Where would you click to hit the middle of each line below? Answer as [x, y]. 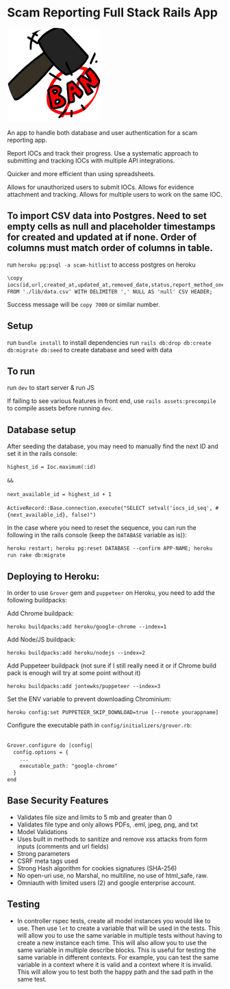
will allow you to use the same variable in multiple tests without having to [119, 935]
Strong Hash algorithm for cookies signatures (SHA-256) [97, 868]
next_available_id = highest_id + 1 [59, 495]
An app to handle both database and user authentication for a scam [102, 132]
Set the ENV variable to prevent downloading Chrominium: [89, 699]
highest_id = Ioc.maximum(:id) [52, 467]
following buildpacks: [37, 600]
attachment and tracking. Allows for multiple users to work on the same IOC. [115, 194]
